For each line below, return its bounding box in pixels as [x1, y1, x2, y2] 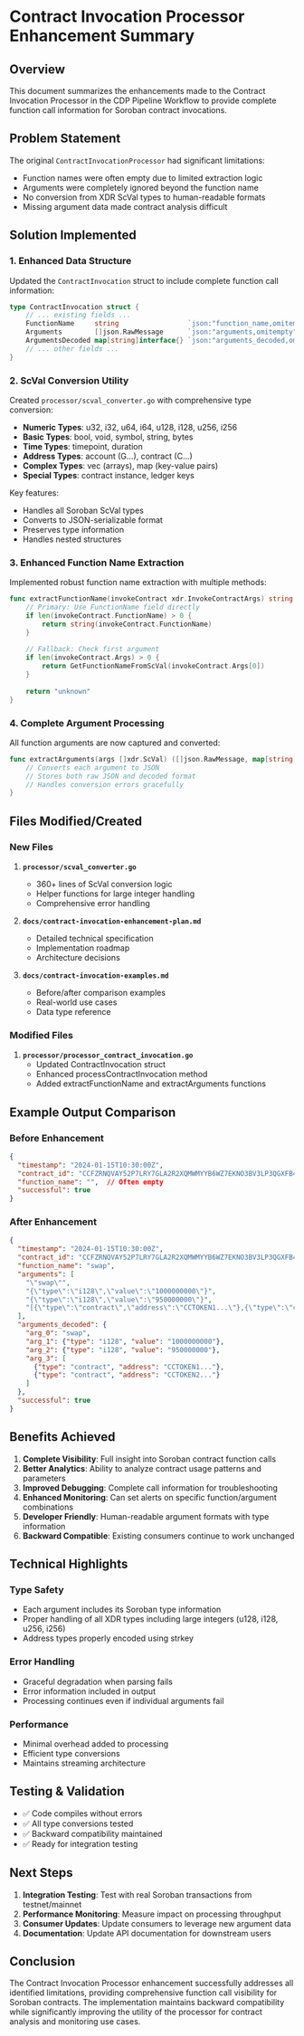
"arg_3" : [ [25, 1354, 67, 1363]
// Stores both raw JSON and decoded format [25, 772, 196, 781]
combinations [22, 1501, 74, 1512]
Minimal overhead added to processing [22, 1738, 169, 1749]
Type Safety [9, 1583, 64, 1596]
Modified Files [9, 1028, 74, 1041]
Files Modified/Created [9, 813, 143, 829]
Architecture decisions [35, 952, 120, 962]
